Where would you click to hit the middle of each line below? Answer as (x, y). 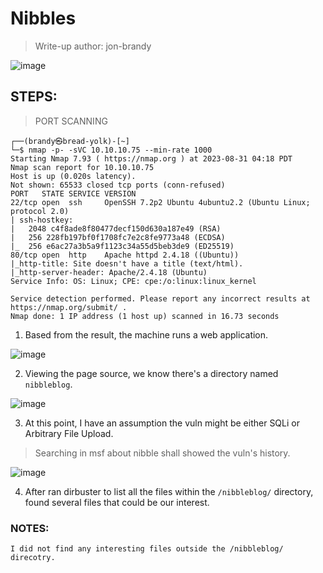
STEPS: (34, 97)
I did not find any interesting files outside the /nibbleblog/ (147, 549)
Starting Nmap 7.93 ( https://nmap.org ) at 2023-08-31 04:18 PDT (151, 158)
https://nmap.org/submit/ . (69, 307)
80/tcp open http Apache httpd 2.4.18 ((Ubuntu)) (125, 255)
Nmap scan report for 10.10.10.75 (82, 167)
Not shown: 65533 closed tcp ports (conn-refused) (118, 185)
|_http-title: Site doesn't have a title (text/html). (127, 263)
